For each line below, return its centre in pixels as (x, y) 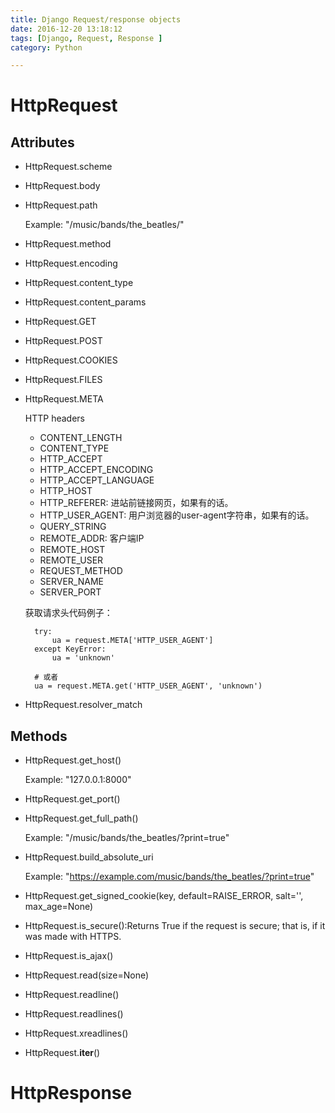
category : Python (46, 47)
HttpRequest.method (68, 244)
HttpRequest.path (61, 205)
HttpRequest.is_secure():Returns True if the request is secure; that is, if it (175, 926)
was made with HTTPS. (73, 937)
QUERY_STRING (73, 527)
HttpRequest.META (64, 399)
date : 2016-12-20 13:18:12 (66, 29)
